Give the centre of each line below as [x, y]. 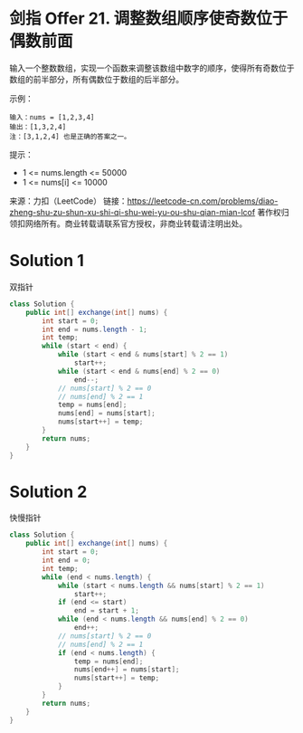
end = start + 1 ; [107, 611]
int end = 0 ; [66, 561]
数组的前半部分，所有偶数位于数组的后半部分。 [96, 79]
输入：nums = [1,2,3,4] [52, 117]
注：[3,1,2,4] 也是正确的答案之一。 [70, 137]
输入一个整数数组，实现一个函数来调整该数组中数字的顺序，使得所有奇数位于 [152, 68]
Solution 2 [48, 492]
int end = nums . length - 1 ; [95, 329]
